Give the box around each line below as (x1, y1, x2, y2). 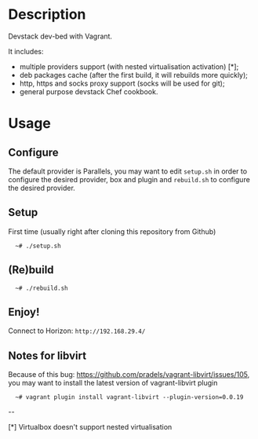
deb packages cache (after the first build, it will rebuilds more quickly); (19, 70, 249, 79)
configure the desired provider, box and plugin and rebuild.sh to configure (8, 174, 251, 184)
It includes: (8, 46, 44, 56)
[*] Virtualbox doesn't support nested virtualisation (8, 423, 173, 432)
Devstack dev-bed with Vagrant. (8, 31, 112, 41)
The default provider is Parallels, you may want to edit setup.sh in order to (8, 166, 248, 176)
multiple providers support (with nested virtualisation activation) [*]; (19, 61, 239, 71)
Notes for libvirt (8, 349, 87, 362)
